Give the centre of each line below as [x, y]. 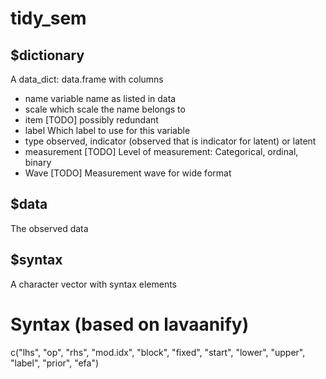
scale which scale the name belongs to [105, 109]
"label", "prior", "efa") [55, 363]
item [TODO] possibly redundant [91, 120]
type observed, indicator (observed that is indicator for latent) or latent [170, 141]
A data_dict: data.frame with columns [87, 79]
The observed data [49, 228]
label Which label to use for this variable [107, 130]
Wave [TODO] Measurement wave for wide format [128, 173]
